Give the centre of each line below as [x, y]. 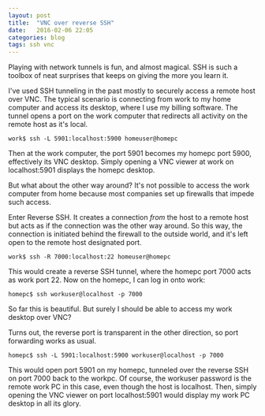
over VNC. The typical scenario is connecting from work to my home [119, 99]
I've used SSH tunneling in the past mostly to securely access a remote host [132, 91]
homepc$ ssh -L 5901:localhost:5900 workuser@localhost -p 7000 [116, 355]
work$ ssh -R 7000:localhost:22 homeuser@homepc [90, 257]
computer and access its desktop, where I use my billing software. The [123, 108]
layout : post [30, 15]
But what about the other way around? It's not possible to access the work [129, 185]
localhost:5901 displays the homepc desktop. [82, 170]
